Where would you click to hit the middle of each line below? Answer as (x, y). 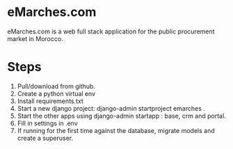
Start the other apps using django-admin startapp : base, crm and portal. (121, 116)
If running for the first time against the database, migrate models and (116, 130)
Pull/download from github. (56, 86)
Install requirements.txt (50, 101)
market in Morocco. (35, 38)
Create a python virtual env (56, 93)
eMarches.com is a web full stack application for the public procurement (111, 31)
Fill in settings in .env (47, 123)
